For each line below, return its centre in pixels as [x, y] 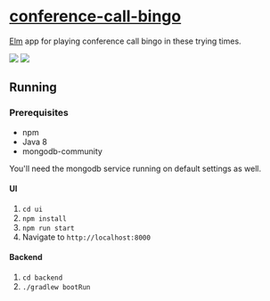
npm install [44, 219]
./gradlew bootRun [56, 288]
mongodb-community [62, 151]
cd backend [42, 278]
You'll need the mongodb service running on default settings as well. [135, 168]
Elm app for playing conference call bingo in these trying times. [126, 41]
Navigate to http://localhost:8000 [86, 237]
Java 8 [34, 142]
